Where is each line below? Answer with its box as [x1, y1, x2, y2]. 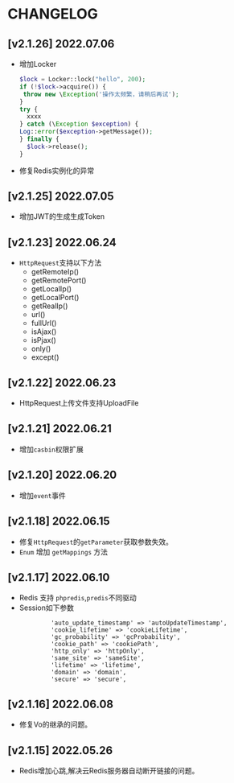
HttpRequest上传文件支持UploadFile [18, 398, 139, 408]
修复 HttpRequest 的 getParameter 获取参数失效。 [18, 537, 174, 546]
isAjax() [31, 327, 57, 336]
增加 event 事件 [18, 490, 66, 500]
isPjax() [31, 336, 57, 345]
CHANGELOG [7, 5, 98, 23]
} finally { [18, 135, 60, 143]
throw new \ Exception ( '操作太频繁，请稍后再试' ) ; [23, 90, 179, 98]
